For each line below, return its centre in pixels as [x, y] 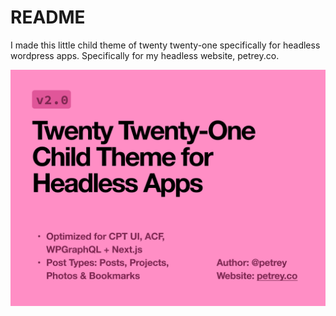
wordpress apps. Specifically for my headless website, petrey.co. [145, 55]
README [48, 17]
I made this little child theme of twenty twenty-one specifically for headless [165, 45]
